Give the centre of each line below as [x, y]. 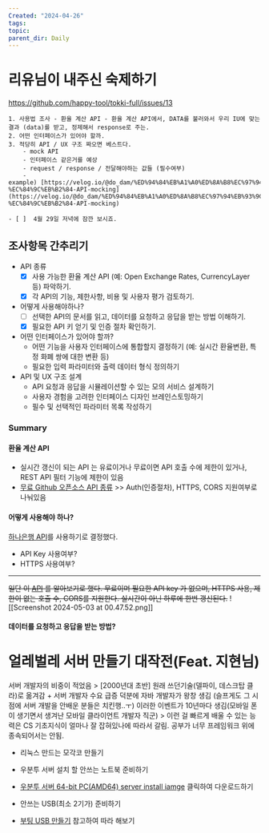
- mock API [41, 152]
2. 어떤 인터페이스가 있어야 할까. [57, 136]
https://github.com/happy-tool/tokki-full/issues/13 [91, 103]
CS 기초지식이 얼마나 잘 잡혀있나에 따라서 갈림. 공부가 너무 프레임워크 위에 [139, 726]
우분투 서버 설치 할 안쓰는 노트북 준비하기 [84, 770]
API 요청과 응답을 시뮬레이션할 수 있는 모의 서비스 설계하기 [123, 387]
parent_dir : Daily [39, 38]
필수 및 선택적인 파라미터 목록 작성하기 [92, 407]
